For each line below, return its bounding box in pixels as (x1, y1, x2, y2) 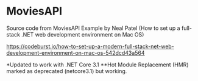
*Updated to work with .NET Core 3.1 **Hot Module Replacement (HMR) (6, 61, 189, 68)
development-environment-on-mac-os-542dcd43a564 (6, 49, 145, 56)
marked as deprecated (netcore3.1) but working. (6, 67, 127, 74)
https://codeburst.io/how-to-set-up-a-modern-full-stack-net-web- (6, 43, 175, 50)
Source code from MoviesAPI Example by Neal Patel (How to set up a (6, 24, 181, 32)
